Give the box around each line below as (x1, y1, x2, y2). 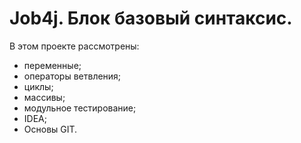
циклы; (23, 80, 54, 92)
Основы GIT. (23, 123, 78, 135)
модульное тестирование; (23, 102, 137, 114)
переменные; (23, 59, 82, 71)
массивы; (23, 91, 66, 103)
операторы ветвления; (23, 70, 122, 82)
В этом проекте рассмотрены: (9, 40, 140, 52)
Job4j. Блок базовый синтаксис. (9, 7, 293, 30)
